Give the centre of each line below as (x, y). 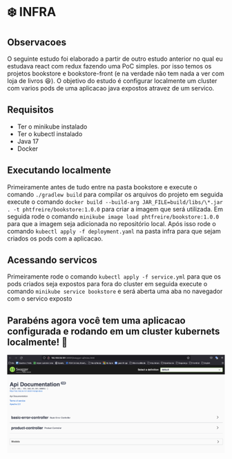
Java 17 (28, 141)
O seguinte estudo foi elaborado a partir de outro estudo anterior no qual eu (115, 59)
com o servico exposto (40, 299)
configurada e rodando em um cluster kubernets (114, 331)
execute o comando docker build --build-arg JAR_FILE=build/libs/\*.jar (115, 202)
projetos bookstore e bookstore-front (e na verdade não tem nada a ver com (116, 73)
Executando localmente (59, 170)
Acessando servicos (52, 260)
